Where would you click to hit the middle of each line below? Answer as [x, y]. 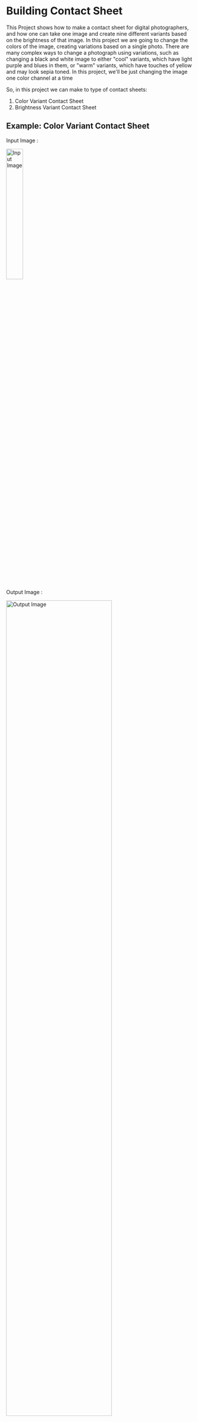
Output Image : [24, 592]
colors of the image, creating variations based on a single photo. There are [98, 46]
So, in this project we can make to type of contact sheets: [77, 89]
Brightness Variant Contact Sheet [56, 107]
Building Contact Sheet [65, 11]
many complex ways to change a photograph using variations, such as [92, 52]
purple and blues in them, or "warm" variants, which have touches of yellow [99, 65]
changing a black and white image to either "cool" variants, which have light [99, 59]
